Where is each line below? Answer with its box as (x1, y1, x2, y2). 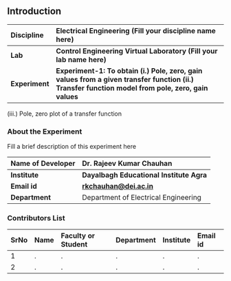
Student (60, 240, 88, 249)
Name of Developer (10, 158, 76, 168)
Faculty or (60, 231, 95, 240)
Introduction (7, 6, 62, 17)
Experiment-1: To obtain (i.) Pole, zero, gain (56, 65, 203, 75)
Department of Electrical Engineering (82, 193, 201, 202)
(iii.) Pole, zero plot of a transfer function (7, 110, 122, 118)
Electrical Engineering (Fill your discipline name (56, 25, 217, 35)
